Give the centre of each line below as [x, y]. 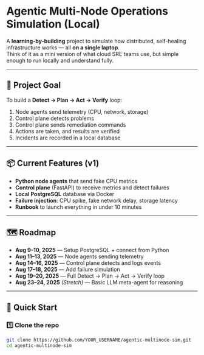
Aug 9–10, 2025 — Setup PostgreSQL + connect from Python [92, 250]
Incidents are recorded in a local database [68, 138]
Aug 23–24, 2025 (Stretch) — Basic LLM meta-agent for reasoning [99, 283]
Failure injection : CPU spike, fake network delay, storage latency [96, 200]
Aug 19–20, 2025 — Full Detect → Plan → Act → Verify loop [90, 276]
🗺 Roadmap [31, 232]
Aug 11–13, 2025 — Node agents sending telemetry [79, 256]
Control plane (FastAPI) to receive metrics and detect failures [92, 188]
